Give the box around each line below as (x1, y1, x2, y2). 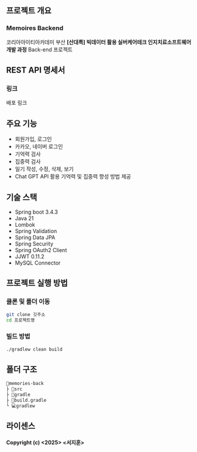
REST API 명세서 (6, 65, 66, 75)
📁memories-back (6, 381, 44, 387)
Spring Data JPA (14, 234, 56, 241)
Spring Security (14, 240, 54, 247)
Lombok (14, 221, 36, 228)
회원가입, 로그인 (14, 135, 52, 142)
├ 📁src (6, 386, 23, 392)
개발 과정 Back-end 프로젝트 (6, 45, 73, 53)
